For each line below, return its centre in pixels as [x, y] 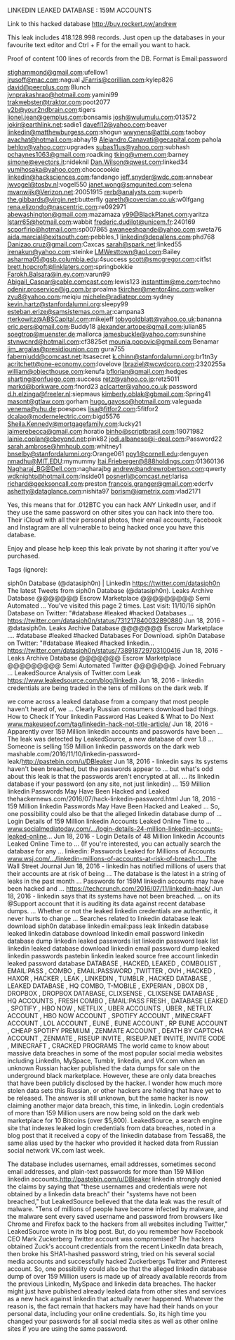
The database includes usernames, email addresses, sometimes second [112, 1164]
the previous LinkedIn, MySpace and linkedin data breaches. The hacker [112, 1284]
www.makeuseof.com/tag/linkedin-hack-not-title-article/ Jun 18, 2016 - [110, 724]
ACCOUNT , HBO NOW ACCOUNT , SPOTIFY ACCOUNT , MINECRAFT [109, 1016]
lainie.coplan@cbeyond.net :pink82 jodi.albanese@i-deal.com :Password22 [115, 439]
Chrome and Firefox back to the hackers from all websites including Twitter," [117, 1224]
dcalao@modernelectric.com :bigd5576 [64, 416]
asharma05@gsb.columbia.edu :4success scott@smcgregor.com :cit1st [109, 259]
